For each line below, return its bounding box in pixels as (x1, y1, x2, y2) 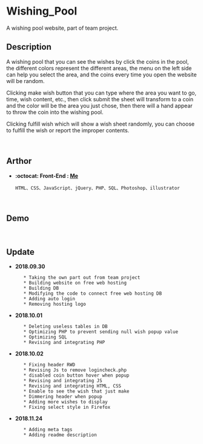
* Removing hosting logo (23, 301, 86, 308)
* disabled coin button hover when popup (23, 372, 130, 378)
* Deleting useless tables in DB (23, 323, 108, 330)
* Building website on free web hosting (23, 280, 127, 286)
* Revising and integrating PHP (23, 340, 105, 346)
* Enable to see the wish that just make (23, 388, 130, 395)
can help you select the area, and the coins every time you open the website (6, 71, 197, 78)
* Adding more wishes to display (23, 399, 108, 405)
